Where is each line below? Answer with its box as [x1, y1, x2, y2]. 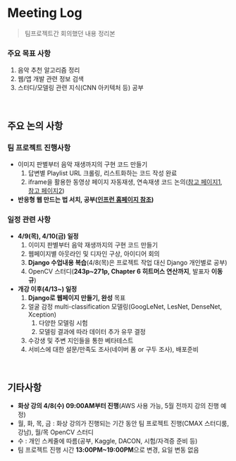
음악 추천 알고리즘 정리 [17, 66, 80, 75]
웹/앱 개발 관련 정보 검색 [17, 75, 85, 83]
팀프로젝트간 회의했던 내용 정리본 [24, 29, 116, 37]
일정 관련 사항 [7, 214, 51, 224]
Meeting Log [7, 5, 82, 21]
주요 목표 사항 [7, 48, 51, 58]
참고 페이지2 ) [27, 186, 65, 195]
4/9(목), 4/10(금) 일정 [17, 232, 79, 240]
